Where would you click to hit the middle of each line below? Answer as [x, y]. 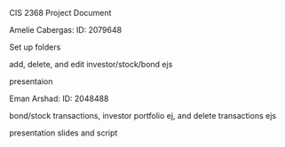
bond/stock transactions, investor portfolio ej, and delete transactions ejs [143, 116]
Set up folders [35, 47]
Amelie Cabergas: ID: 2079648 [66, 30]
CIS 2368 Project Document [60, 13]
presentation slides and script [63, 133]
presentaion [31, 81]
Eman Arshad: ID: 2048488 [59, 98]
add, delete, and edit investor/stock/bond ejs [91, 64]
